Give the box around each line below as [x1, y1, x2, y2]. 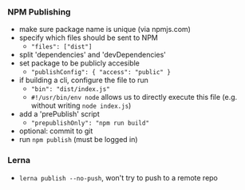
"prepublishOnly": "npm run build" [30, 119, 149, 128]
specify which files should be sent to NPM [18, 33, 159, 42]
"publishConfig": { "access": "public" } [30, 69, 171, 77]
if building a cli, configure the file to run [18, 75, 149, 85]
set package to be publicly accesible [18, 58, 140, 68]
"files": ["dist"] [30, 43, 93, 51]
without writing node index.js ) [30, 101, 132, 110]
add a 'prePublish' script [18, 109, 101, 119]
